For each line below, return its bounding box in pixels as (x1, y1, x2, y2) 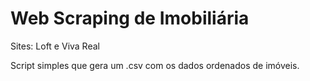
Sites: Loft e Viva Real (10, 40, 100, 52)
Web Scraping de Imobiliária (10, 7, 250, 30)
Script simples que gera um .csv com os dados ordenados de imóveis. (10, 59, 300, 71)
